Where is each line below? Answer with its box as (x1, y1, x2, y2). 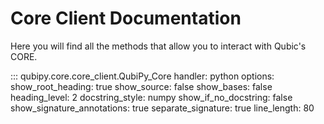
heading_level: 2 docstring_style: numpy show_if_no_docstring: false (10, 91, 293, 103)
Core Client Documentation (10, 7, 242, 30)
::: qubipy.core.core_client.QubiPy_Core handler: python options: (10, 70, 275, 82)
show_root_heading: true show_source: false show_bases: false (10, 80, 273, 92)
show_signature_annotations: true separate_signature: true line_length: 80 (10, 102, 315, 114)
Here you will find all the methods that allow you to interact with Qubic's (10, 40, 307, 52)
